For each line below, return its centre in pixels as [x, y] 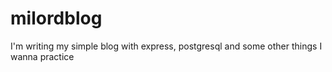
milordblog [56, 18]
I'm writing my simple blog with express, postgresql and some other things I [166, 46]
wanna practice [42, 56]
